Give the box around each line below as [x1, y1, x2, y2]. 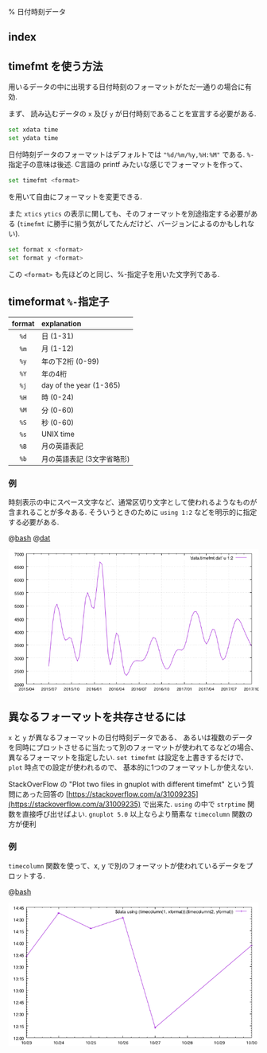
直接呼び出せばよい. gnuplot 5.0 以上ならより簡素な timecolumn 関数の [21, 809, 253, 819]
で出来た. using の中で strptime [142, 799, 246, 809]
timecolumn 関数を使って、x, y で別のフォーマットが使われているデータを [8, 860, 246, 870]
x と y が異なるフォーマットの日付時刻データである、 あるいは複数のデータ [8, 733, 253, 743]
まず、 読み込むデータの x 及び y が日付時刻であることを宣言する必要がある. [8, 109, 257, 119]
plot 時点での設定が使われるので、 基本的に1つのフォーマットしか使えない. [8, 762, 253, 772]
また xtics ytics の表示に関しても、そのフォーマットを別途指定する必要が [8, 209, 251, 218]
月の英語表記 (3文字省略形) [41, 454, 130, 463]
